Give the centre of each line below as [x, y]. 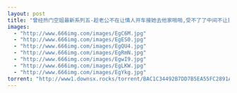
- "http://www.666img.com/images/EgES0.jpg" [80, 40]
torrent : [20, 79]
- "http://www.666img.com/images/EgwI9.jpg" [80, 59]
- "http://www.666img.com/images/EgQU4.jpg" [80, 46]
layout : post [26, 14]
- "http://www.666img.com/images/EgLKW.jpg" [80, 66]
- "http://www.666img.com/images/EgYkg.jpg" [80, 72]
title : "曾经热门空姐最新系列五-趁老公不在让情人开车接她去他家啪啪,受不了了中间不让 [117, 20]
